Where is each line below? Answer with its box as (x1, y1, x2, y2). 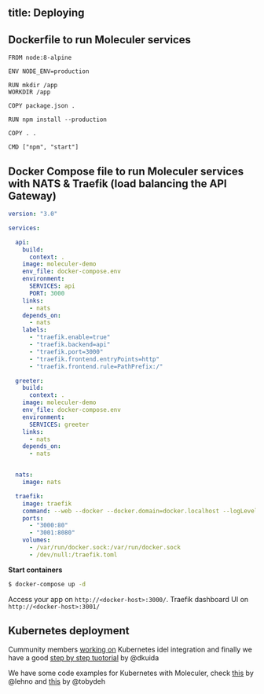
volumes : (22, 536, 51, 545)
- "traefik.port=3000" (28, 347, 104, 356)
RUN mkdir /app (8, 82, 58, 90)
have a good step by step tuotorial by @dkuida (8, 653, 159, 663)
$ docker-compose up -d (8, 580, 86, 588)
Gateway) (8, 189, 57, 203)
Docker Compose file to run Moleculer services (8, 164, 244, 178)
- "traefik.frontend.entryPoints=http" (28, 355, 159, 363)
